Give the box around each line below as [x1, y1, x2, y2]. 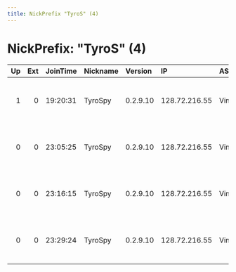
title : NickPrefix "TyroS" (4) [7, 10, 99, 18]
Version [125, 66, 152, 76]
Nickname [84, 66, 119, 76]
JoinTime [45, 66, 77, 76]
